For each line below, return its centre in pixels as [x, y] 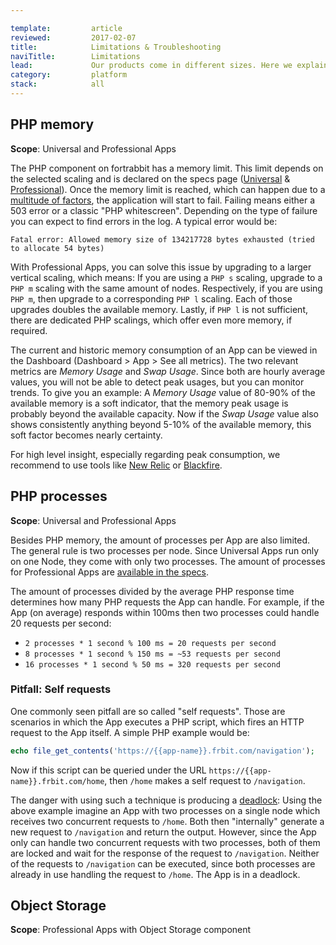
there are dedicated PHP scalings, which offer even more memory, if [151, 320]
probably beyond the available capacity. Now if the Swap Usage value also [164, 413]
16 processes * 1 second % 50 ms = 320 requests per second [152, 664]
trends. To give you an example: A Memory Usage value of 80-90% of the [163, 392]
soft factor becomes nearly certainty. [86, 435]
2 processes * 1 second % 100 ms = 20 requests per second [150, 643]
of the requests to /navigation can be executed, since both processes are [163, 863]
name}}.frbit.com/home [57, 781]
